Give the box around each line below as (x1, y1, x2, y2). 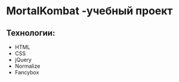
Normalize (14, 62, 41, 70)
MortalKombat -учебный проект (6, 4, 173, 18)
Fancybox (14, 69, 39, 75)
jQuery (14, 56, 32, 63)
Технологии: (6, 28, 55, 38)
